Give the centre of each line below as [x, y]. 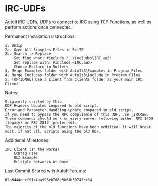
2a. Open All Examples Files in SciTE [44, 50]
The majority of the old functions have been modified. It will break [78, 127]
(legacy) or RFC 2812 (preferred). [41, 123]
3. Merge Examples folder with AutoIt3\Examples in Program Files [74, 71]
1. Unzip [14, 45]
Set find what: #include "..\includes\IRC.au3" [63, 58]
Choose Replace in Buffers [41, 67]
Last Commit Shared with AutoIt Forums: [45, 171]
